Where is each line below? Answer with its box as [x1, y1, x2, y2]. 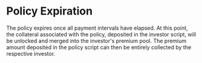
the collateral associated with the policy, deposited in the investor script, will [6, 30, 197, 38]
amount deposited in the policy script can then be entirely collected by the [6, 44, 192, 51]
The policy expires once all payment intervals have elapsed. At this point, [6, 24, 189, 31]
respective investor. [6, 50, 56, 57]
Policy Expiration [6, 4, 93, 18]
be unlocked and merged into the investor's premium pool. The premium [6, 37, 187, 44]
